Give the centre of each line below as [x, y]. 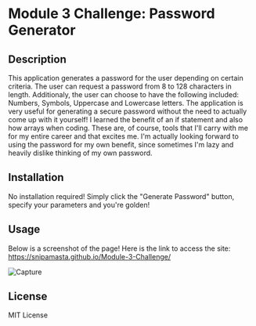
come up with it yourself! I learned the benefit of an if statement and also [126, 120]
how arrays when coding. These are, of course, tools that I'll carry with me [128, 128]
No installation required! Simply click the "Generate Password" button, [121, 196]
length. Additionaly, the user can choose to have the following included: [124, 94]
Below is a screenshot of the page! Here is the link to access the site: [119, 248]
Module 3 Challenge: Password [112, 14]
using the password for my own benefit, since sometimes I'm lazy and [121, 145]
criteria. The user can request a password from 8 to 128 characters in [120, 86]
